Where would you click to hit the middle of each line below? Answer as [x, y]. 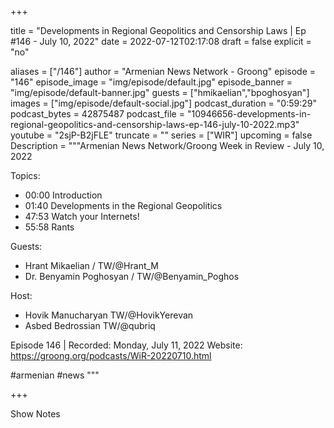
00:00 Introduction [63, 195]
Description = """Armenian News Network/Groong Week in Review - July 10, [167, 145]
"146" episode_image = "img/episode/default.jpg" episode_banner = [151, 82]
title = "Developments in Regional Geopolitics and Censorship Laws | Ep [158, 30]
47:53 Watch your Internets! [82, 216]
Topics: [25, 175]
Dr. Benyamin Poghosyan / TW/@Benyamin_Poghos [132, 276]
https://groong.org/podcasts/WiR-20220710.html [111, 355]
